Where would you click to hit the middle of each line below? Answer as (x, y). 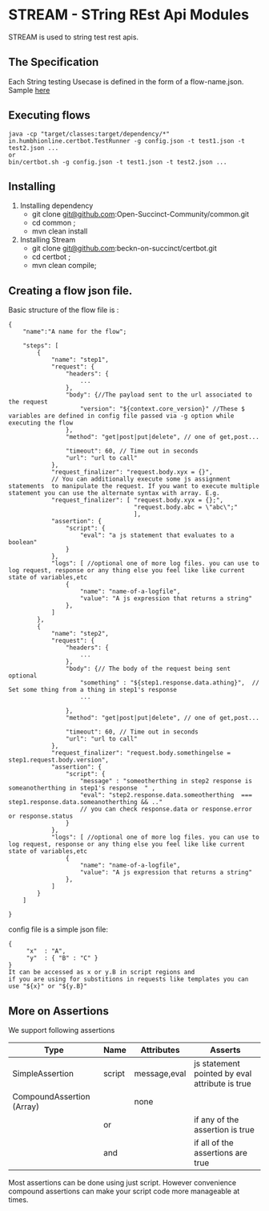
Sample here (29, 90)
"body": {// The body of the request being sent (148, 669)
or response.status (41, 816)
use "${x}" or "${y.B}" (48, 986)
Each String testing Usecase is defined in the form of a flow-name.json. (126, 81)
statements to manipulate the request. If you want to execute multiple (134, 486)
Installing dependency (56, 205)
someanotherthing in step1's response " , (82, 788)
